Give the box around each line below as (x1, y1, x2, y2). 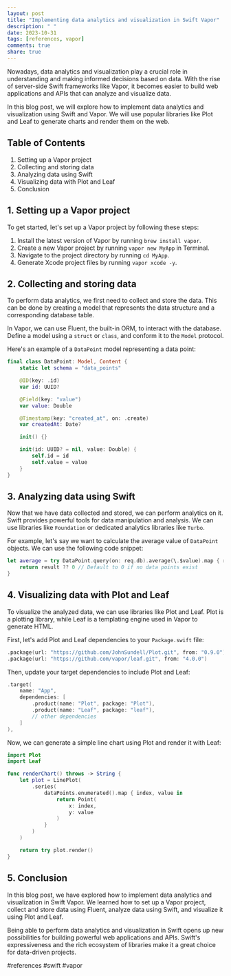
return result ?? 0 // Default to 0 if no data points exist (19, 564, 198, 571)
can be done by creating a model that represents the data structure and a (7, 304, 215, 312)
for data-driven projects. (7, 948, 77, 956)
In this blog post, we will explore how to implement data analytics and (7, 103, 204, 111)
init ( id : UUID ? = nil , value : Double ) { (19, 446, 137, 453)
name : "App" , (19, 688, 57, 694)
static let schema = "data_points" (19, 365, 122, 372)
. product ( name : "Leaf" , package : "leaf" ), (32, 707, 155, 714)
